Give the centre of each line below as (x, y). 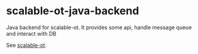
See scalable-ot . (26, 45)
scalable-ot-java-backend (73, 11)
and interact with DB (31, 33)
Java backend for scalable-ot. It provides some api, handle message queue (99, 27)
